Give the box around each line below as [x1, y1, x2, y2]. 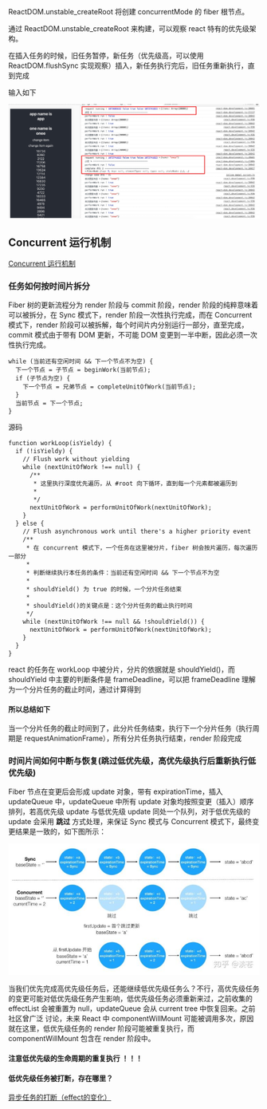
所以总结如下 [8, 704, 50, 714]
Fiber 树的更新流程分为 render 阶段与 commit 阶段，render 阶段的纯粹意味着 [8, 300, 259, 310]
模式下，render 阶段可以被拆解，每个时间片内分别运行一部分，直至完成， [8, 320, 249, 330]
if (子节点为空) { [15, 374, 70, 382]
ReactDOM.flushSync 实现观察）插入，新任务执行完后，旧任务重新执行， [8, 61, 249, 70]
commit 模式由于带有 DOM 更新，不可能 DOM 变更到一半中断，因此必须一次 [8, 330, 257, 339]
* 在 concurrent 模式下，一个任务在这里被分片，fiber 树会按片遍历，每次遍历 [26, 543, 258, 552]
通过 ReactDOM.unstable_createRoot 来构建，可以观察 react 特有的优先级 [8, 24, 249, 34]
